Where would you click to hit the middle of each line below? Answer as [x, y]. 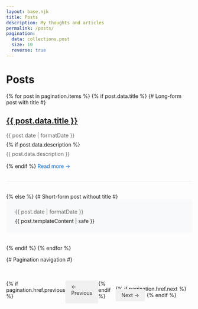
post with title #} [26, 102]
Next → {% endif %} [149, 295]
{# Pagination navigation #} [39, 259]
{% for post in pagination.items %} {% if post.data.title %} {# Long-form [94, 96]
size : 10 [22, 45]
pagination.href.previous [36, 290]
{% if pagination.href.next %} [151, 289]
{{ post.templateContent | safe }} [55, 221]
